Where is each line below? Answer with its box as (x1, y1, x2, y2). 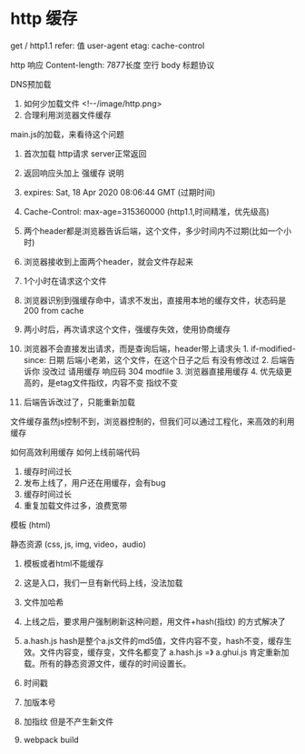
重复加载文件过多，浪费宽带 (23, 499, 128, 510)
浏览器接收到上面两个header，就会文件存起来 (23, 256, 194, 266)
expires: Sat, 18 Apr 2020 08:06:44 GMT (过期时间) (23, 186, 216, 197)
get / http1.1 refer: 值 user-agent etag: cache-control (10, 40, 205, 51)
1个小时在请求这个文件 (23, 275, 107, 287)
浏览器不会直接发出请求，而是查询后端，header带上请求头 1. (23, 343, 249, 354)
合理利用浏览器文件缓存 (23, 109, 112, 120)
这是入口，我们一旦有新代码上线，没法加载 (23, 577, 183, 588)
